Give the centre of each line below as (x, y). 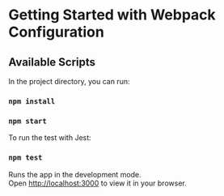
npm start (27, 121)
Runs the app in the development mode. (75, 174)
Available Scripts (52, 62)
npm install (32, 101)
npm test (25, 158)
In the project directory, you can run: (69, 81)
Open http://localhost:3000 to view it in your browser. (98, 183)
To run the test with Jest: (50, 138)
